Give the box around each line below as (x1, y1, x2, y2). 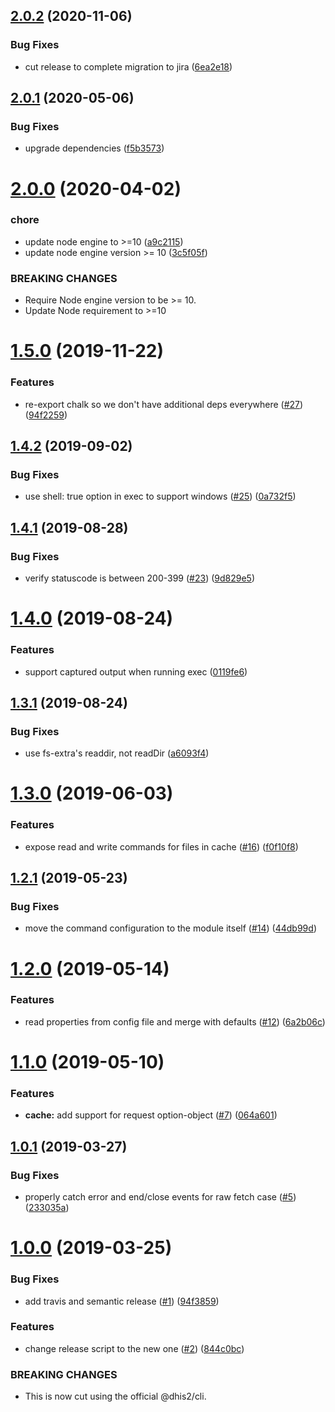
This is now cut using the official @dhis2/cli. (24, 1390, 207, 1403)
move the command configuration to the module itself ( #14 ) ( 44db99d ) (24, 922, 317, 934)
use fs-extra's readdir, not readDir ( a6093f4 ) (24, 747, 210, 759)
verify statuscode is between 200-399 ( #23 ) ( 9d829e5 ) (24, 572, 256, 584)
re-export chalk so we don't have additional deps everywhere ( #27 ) (24, 398, 304, 410)
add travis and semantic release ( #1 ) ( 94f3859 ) (24, 1295, 220, 1307)
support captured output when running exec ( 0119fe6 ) (24, 665, 248, 678)
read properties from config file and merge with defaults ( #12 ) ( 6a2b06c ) (24, 1015, 326, 1028)
